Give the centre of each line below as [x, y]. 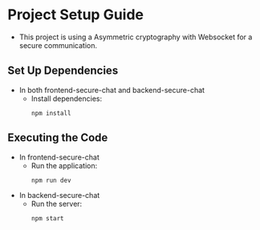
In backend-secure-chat [59, 195]
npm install [51, 113]
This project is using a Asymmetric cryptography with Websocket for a [136, 37]
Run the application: [64, 165]
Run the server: [57, 204]
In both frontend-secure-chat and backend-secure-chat [112, 90]
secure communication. [58, 45]
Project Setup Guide [76, 15]
